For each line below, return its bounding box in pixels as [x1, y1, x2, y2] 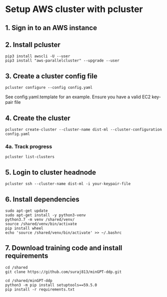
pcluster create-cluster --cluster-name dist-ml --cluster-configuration [5, 127, 162, 132]
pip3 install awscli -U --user [5, 54, 70, 59]
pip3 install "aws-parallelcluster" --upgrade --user [5, 58, 120, 63]
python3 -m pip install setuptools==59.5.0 [5, 282, 97, 287]
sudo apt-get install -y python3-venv [5, 212, 86, 218]
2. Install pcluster [5, 40, 61, 49]
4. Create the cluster [5, 114, 71, 122]
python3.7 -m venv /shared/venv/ [5, 217, 75, 222]
